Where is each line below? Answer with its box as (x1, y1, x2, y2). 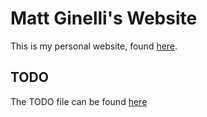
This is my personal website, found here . (10, 40, 178, 52)
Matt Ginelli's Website (10, 7, 198, 30)
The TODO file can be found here (10, 95, 148, 107)
